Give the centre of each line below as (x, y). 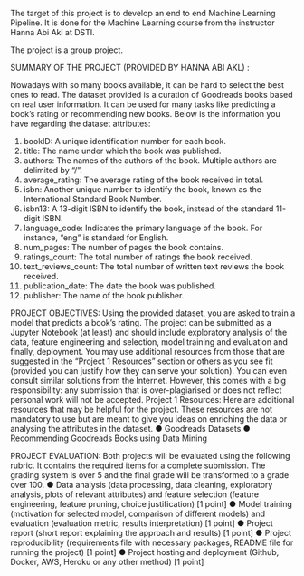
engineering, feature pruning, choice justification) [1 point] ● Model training (152, 504)
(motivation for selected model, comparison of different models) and (138, 513)
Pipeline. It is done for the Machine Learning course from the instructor (142, 23)
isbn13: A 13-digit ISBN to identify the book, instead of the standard (148, 209)
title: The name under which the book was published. (122, 151)
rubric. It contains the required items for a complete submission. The (138, 465)
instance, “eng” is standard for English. (96, 238)
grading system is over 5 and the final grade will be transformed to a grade (150, 475)
